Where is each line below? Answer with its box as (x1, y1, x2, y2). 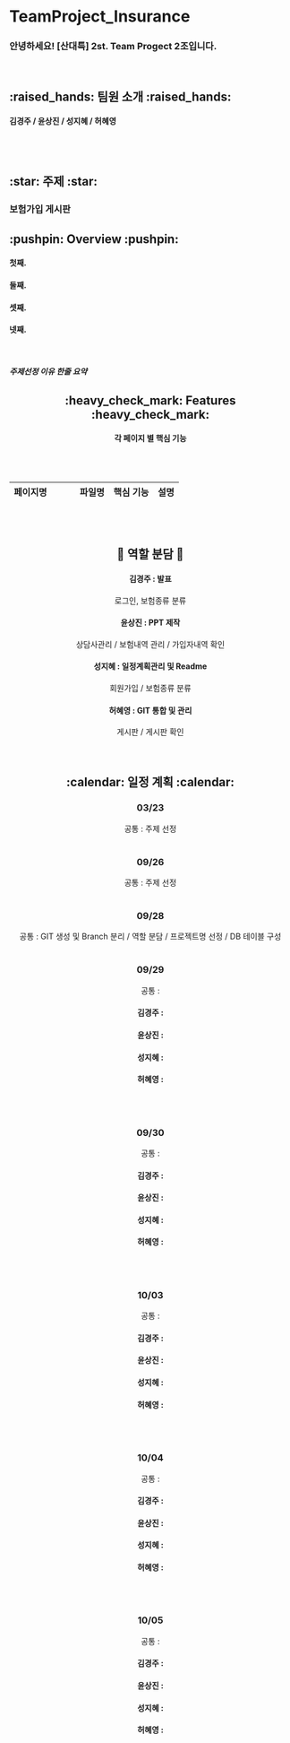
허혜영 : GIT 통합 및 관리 (108, 705, 192, 715)
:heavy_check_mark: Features (64, 393, 236, 408)
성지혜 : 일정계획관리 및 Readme (93, 661, 208, 672)
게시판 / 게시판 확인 (116, 726, 184, 737)
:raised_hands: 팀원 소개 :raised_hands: (9, 89, 232, 104)
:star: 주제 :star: (9, 174, 98, 189)
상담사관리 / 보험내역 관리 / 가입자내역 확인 (75, 638, 226, 649)
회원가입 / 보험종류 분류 (109, 682, 192, 693)
